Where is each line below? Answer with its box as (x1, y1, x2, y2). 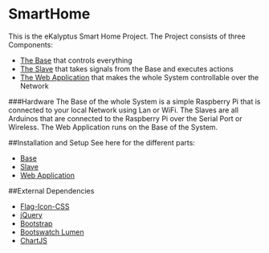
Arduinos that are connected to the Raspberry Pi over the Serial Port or (8, 113, 243, 123)
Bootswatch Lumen (19, 226, 84, 237)
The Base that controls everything (19, 55, 132, 65)
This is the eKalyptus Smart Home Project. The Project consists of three (8, 31, 247, 41)
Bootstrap (19, 218, 53, 228)
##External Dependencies (8, 186, 95, 195)
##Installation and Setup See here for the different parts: (8, 137, 195, 147)
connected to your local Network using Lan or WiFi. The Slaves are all (8, 105, 239, 115)
